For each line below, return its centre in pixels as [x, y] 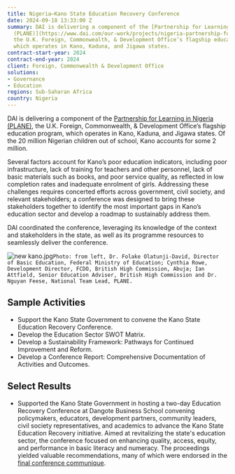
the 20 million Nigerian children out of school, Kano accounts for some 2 [112, 141]
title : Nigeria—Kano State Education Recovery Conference [93, 14]
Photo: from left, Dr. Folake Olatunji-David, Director [136, 257]
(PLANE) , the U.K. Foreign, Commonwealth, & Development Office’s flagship [116, 126]
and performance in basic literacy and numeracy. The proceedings [113, 448]
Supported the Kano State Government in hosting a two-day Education [119, 403]
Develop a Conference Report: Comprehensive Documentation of [111, 357]
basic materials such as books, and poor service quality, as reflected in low [115, 177]
